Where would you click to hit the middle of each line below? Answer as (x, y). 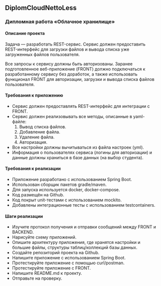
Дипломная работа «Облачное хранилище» (60, 22)
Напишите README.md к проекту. (47, 273)
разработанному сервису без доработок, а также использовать (71, 74)
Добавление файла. (40, 132)
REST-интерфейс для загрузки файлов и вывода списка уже (67, 49)
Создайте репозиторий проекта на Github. (56, 253)
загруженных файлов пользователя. (42, 54)
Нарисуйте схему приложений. (44, 237)
